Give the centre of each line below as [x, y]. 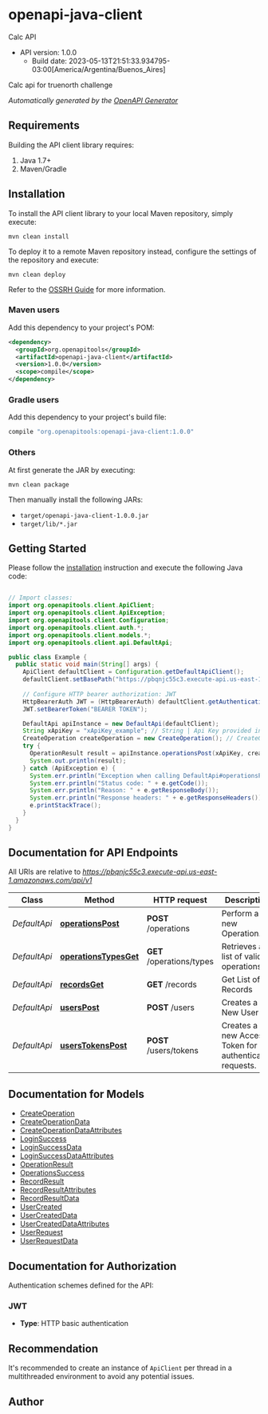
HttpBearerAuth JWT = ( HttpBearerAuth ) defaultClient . [116, 702]
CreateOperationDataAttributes [71, 1131]
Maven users [34, 310]
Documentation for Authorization [93, 1266]
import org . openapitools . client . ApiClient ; [82, 606]
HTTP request [180, 900]
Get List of [241, 979]
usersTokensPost [93, 1046]
